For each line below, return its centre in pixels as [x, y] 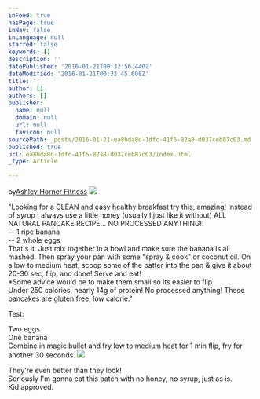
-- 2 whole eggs [34, 240]
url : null [31, 125]
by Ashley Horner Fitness [48, 192]
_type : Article [33, 162]
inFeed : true [29, 15]
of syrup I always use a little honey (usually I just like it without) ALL [117, 215]
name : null [33, 111]
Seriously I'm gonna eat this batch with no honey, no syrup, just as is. [121, 379]
